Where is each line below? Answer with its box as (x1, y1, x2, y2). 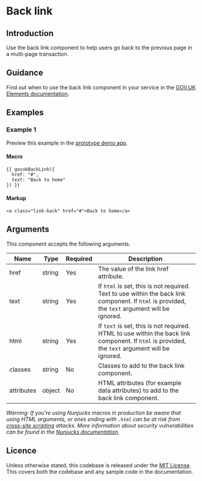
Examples (6, 107, 44, 118)
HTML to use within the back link (98, 329, 191, 337)
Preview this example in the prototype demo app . (6, 139, 128, 147)
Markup (6, 195, 26, 202)
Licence (6, 446, 37, 456)
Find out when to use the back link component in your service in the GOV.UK (6, 83, 196, 91)
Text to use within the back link (98, 289, 186, 298)
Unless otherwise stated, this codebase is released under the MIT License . (6, 461, 191, 469)
